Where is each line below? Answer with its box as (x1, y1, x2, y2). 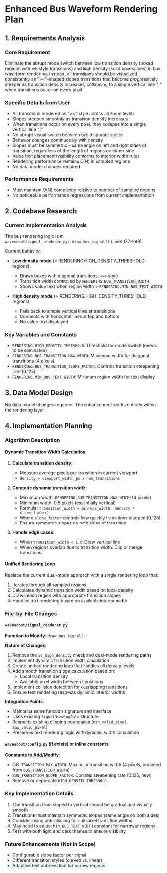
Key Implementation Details (5, 790, 74, 797)
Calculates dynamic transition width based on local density (12, 587, 133, 593)
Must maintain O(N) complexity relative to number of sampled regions (12, 187, 156, 193)
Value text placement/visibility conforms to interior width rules (12, 153, 140, 159)
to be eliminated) (12, 348, 47, 353)
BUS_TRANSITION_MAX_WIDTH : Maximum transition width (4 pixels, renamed (12, 762, 161, 768)
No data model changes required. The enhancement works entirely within (5, 402, 156, 408)
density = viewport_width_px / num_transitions (19, 476, 120, 481)
